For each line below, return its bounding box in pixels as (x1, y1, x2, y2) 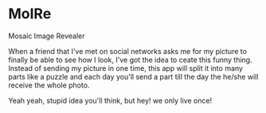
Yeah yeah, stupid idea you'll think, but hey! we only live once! (8, 95, 213, 105)
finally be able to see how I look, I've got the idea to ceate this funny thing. (8, 55, 252, 64)
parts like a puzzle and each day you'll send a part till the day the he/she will (8, 72, 259, 81)
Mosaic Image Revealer (8, 31, 85, 41)
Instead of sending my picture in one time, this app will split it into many (8, 63, 243, 72)
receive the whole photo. (8, 80, 90, 90)
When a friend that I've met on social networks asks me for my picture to (8, 46, 247, 56)
